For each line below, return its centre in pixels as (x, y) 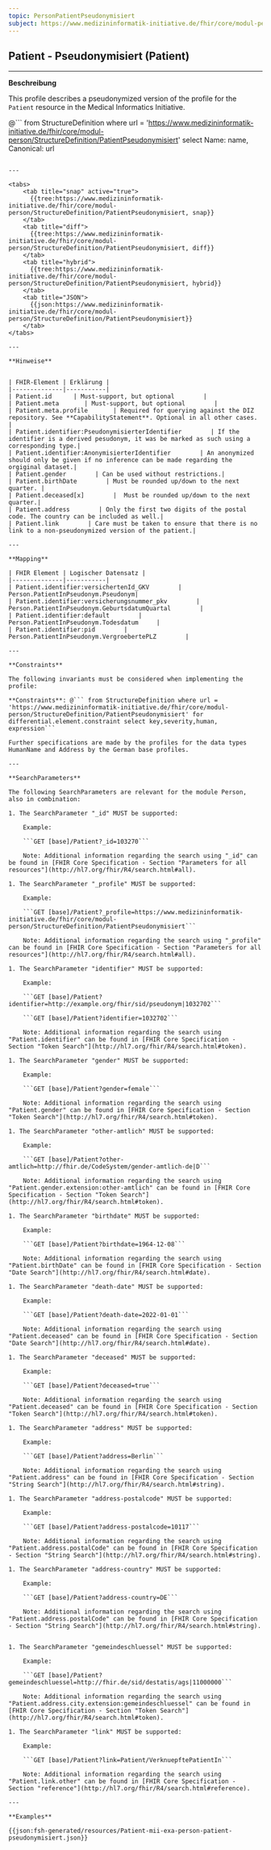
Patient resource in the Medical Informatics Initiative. (97, 107)
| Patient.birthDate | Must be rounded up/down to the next (124, 481)
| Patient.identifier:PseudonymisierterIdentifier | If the (124, 432)
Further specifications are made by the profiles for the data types (128, 743)
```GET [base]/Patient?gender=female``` (92, 1089)
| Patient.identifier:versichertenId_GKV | (95, 587)
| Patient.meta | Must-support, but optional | (113, 404)
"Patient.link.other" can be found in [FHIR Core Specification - (122, 1781)
